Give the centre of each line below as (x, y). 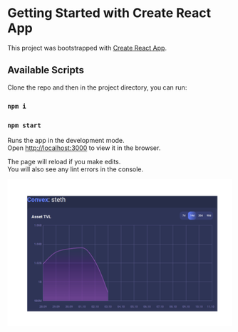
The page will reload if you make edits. (64, 161)
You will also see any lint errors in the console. (76, 169)
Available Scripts (46, 70)
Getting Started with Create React (109, 13)
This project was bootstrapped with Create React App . (87, 48)
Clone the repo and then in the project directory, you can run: (97, 87)
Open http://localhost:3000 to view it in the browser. (84, 148)
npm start (24, 125)
